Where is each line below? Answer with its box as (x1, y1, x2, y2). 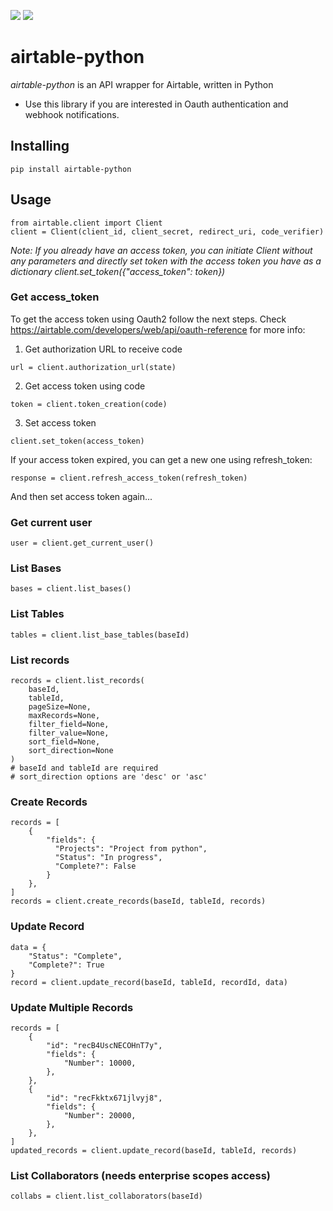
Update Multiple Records (10, 1000, 134, 1014)
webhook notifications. (24, 108, 120, 120)
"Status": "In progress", (54, 853, 163, 863)
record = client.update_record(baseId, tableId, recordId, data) (10, 977, 288, 987)
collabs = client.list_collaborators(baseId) (10, 1191, 203, 1202)
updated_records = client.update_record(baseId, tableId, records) (10, 1145, 298, 1155)
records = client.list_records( (10, 676, 145, 686)
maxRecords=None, (28, 711, 101, 721)
